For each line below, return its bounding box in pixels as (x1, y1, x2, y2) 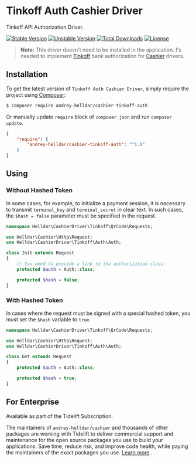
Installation (6, 69, 48, 80)
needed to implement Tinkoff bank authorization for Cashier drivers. (20, 52, 185, 59)
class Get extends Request (6, 354, 72, 360)
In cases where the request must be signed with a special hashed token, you (6, 310, 191, 317)
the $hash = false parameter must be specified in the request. (6, 212, 157, 219)
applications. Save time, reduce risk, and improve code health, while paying (6, 443, 188, 450)
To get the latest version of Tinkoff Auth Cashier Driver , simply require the (6, 85, 189, 92)
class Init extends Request (6, 250, 75, 256)
